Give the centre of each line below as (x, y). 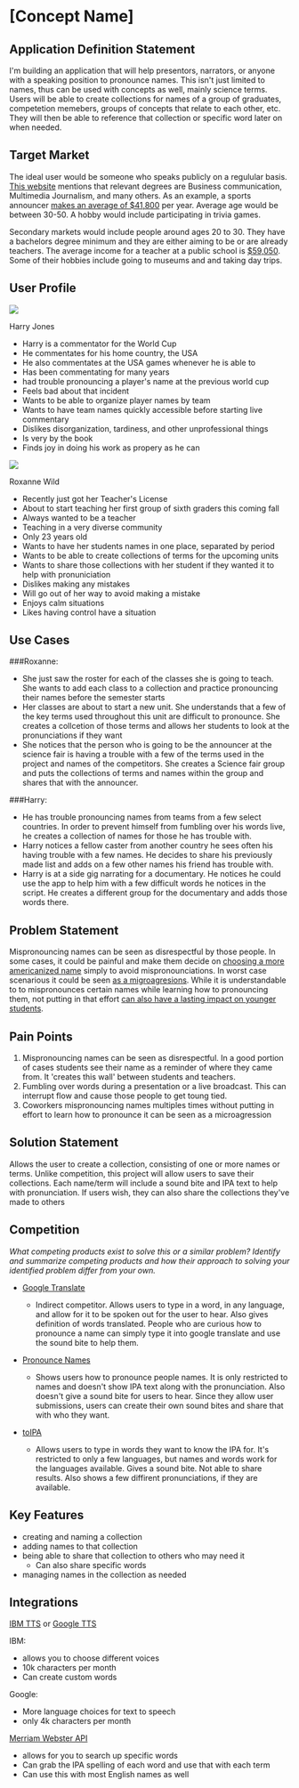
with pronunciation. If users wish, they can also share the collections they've (149, 1192)
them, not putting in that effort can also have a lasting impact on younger (143, 999)
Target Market (49, 155)
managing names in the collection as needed (104, 1574)
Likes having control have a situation (89, 612)
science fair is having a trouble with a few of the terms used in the (143, 755)
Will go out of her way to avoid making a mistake (111, 593)
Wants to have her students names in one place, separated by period (149, 546)
